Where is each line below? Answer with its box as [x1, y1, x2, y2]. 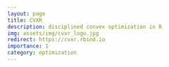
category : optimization [7, 50, 77, 57]
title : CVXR [7, 17, 42, 24]
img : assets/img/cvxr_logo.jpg [7, 29, 99, 37]
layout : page [7, 10, 46, 17]
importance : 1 [7, 43, 49, 50]
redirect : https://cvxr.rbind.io [7, 36, 106, 43]
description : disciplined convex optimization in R [7, 23, 162, 30]
